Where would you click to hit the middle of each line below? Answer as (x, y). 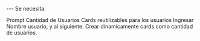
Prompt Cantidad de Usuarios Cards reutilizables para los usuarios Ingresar (100, 20)
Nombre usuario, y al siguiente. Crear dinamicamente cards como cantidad (100, 26)
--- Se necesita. (26, 9)
